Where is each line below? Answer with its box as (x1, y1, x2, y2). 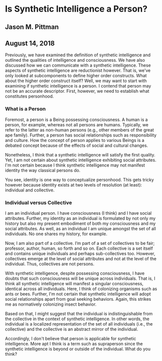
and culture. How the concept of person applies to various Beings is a (5, 137, 145, 143)
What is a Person (5, 105, 46, 112)
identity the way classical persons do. (5, 167, 81, 173)
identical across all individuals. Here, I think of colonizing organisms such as (5, 286, 158, 292)
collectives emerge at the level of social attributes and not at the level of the (5, 256, 157, 261)
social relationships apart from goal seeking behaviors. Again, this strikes (5, 296, 151, 302)
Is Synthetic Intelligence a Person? (5, 3, 148, 15)
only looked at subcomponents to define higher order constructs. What (5, 73, 147, 79)
